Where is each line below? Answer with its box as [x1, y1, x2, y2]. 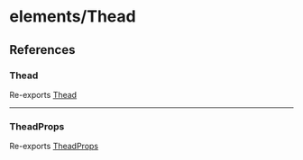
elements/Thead [9, 6, 137, 27]
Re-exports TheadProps [9, 141, 99, 152]
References [9, 42, 76, 58]
